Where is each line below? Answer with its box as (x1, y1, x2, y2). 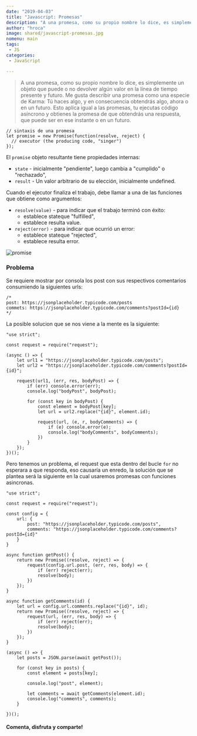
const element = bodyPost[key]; (37, 404, 117, 409)
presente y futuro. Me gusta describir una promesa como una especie (20, 92, 190, 99)
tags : (6, 42, 19, 48)
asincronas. (6, 479, 34, 486)
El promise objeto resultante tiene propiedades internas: (6, 153, 141, 160)
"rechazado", (14, 171, 47, 178)
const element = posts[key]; (27, 670, 98, 676)
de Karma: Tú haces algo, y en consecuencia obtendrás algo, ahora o (20, 98, 189, 105)
